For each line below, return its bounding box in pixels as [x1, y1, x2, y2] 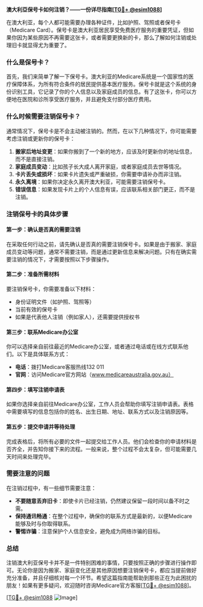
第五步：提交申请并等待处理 [6, 423, 76, 430]
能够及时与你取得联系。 [14, 520, 74, 527]
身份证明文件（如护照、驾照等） [14, 298, 95, 305]
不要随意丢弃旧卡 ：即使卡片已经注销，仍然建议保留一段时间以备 [14, 497, 174, 505]
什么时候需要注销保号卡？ [6, 112, 81, 121]
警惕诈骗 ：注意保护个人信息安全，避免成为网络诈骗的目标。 [14, 527, 164, 535]
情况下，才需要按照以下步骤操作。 [27, 256, 112, 263]
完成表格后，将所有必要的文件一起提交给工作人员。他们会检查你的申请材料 [6, 437, 192, 445]
